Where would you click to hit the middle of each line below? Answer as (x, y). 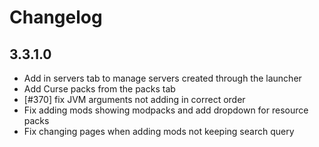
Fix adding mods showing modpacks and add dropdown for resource (166, 110)
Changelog (56, 17)
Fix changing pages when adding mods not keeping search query (159, 131)
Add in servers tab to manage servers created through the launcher (162, 78)
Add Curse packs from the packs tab (99, 89)
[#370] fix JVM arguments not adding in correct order (134, 99)
